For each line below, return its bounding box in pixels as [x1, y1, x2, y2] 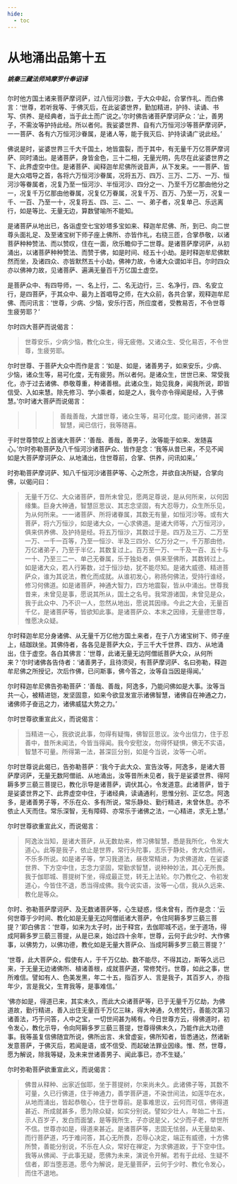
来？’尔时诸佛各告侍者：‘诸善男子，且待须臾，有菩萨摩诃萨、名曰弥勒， [7, 658, 215, 666]
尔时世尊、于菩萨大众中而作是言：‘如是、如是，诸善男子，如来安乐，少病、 [7, 361, 226, 370]
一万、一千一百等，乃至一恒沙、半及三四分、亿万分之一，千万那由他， [24, 536, 229, 545]
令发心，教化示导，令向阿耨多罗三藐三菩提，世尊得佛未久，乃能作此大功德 [7, 1023, 224, 1032]
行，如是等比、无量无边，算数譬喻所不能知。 [7, 206, 138, 215]
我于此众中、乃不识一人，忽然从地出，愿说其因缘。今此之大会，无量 [24, 598, 223, 607]
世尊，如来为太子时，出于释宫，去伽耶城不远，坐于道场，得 [54, 922, 227, 931]
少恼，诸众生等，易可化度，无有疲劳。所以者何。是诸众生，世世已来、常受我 [7, 370, 230, 379]
